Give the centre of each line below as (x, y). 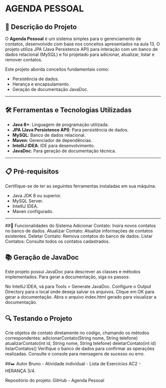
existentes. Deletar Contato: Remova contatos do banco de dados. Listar (79, 236)
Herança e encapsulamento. (41, 84)
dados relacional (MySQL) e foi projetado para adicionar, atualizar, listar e (80, 54)
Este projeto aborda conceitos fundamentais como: (57, 69)
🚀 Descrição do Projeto (41, 27)
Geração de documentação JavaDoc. (50, 89)
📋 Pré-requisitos (32, 172)
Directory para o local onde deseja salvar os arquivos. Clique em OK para (80, 292)
